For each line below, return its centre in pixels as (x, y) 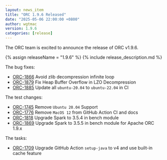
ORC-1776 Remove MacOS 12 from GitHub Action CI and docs (75, 112)
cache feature (27, 153)
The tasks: (16, 138)
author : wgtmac (21, 24)
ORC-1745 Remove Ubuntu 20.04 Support (55, 107)
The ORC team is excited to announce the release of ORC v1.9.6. (72, 48)
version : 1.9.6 (21, 29)
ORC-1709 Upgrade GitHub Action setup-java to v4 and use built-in (82, 148)
